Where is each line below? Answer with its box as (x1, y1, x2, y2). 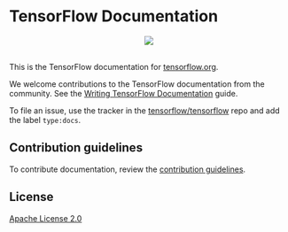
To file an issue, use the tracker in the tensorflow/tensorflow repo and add (9, 104, 281, 116)
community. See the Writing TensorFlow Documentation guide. (9, 88, 238, 98)
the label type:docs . (9, 114, 82, 125)
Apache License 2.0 (9, 213, 82, 223)
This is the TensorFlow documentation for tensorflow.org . (9, 61, 219, 72)
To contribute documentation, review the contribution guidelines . (9, 164, 246, 174)
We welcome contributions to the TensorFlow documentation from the (9, 78, 265, 89)
